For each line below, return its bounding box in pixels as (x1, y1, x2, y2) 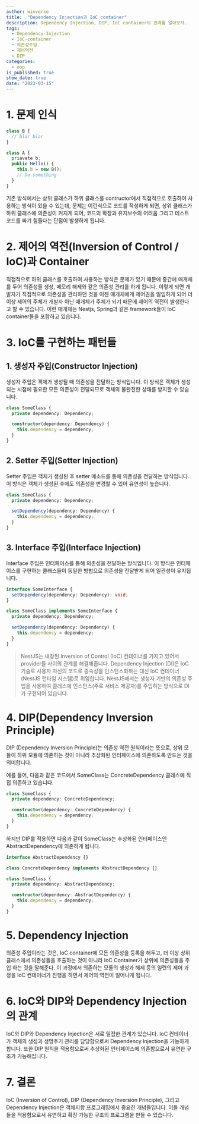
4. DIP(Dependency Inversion (6, 711, 153, 724)
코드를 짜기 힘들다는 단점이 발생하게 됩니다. (6, 216, 106, 224)
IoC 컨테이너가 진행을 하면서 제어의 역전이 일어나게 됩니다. (17, 971, 152, 978)
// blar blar (11, 133, 44, 140)
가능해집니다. (17, 1052, 48, 1059)
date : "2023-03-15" (6, 81, 54, 87)
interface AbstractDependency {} (6, 854, 89, 860)
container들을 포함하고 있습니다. (6, 313, 82, 320)
